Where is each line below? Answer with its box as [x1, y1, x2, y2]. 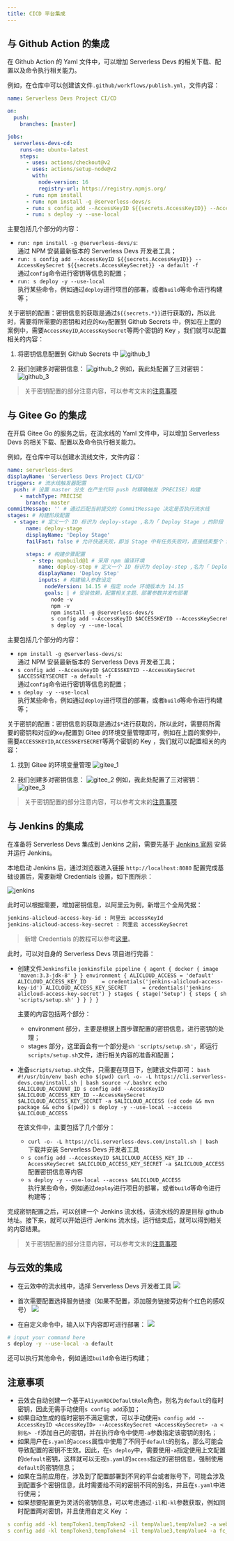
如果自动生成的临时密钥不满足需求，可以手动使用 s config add [17, 1414, 196, 1422]
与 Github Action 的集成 [7, 38, 110, 50]
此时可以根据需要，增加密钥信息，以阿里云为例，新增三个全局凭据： [7, 900, 203, 909]
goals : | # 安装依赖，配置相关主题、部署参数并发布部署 [44, 589, 188, 597]
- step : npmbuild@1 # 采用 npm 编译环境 [32, 557, 145, 564]
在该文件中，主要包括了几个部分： [17, 1123, 116, 1131]
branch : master [25, 499, 70, 506]
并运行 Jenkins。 [7, 849, 56, 857]
